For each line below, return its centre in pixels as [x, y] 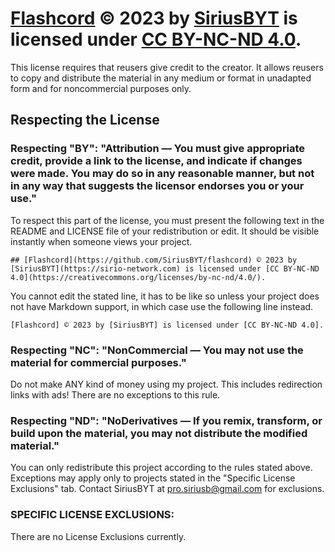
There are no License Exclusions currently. [98, 536]
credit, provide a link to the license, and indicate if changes [156, 161]
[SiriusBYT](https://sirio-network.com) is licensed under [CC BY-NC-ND [165, 268]
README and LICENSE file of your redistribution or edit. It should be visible [165, 231]
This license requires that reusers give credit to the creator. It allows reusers [167, 67]
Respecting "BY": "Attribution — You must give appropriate [158, 149]
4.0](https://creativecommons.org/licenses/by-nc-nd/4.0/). [138, 277]
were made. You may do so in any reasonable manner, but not [162, 174]
